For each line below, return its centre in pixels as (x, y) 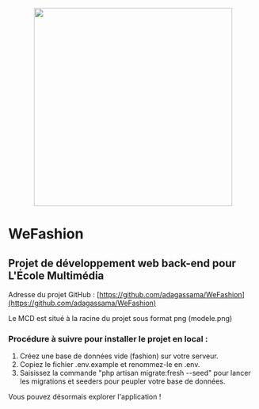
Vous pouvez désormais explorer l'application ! (85, 397)
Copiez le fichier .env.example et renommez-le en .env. (110, 365)
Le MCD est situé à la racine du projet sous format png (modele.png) (120, 318)
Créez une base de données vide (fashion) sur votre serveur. (119, 356)
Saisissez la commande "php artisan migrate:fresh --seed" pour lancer (135, 373)
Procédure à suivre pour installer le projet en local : (108, 338)
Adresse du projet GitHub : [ (54, 294)
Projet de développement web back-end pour (122, 263)
